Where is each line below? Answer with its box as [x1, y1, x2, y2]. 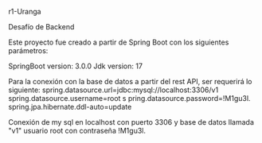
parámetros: [8, 46, 49, 55]
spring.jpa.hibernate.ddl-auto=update [8, 102, 132, 111]
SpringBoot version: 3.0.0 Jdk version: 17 [8, 61, 143, 71]
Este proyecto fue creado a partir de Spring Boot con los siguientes [8, 37, 229, 47]
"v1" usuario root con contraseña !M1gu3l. [8, 126, 146, 135]
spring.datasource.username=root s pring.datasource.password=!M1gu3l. [8, 94, 251, 102]
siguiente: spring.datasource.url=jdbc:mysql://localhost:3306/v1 [8, 85, 219, 95]
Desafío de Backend [8, 22, 75, 31]
